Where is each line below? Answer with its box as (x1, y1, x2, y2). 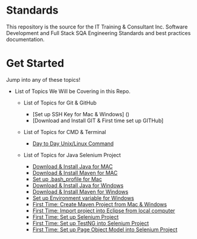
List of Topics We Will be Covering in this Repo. (14, 87, 131, 95)
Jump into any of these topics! (6, 76, 81, 83)
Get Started (6, 57, 64, 70)
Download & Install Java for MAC (32, 162, 113, 170)
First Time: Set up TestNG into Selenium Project (32, 219, 150, 227)
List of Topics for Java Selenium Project (23, 151, 121, 158)
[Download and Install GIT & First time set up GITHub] (32, 117, 164, 124)
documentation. (6, 36, 45, 43)
